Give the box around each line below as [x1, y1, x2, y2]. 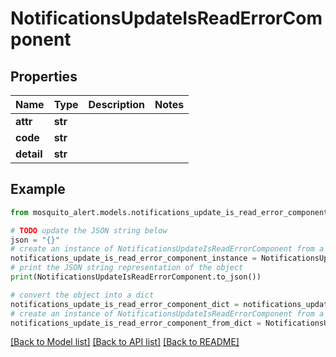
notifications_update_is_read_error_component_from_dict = [10, 318, 262, 328]
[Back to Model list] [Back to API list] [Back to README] [10, 336, 240, 348]
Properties [10, 68, 78, 85]
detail [15, 147, 43, 161]
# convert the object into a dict [10, 290, 155, 300]
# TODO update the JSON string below [10, 225, 168, 236]
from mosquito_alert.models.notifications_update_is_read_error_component [10, 207, 329, 217]
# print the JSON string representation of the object [10, 263, 244, 273]
